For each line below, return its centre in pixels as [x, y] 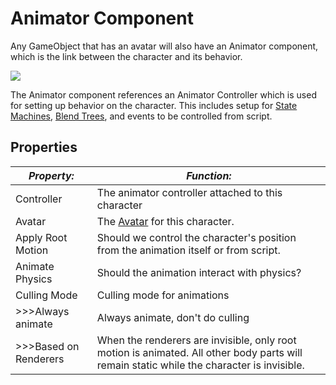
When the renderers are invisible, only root [196, 340]
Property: [51, 175]
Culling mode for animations [163, 295]
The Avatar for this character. [165, 221]
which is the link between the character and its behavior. [126, 56]
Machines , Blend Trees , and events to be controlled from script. [141, 116]
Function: [209, 175]
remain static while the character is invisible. [200, 365]
